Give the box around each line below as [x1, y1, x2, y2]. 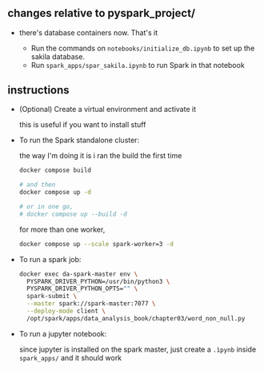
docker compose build [18, 166, 91, 174]
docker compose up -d [18, 189, 91, 197]
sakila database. [30, 51, 86, 62]
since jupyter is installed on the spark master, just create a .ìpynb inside [18, 344, 257, 354]
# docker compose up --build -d [18, 210, 127, 218]
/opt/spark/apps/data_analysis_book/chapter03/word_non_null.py [26, 314, 246, 322]
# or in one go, [18, 203, 74, 211]
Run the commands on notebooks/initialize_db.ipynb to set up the [30, 43, 255, 53]
